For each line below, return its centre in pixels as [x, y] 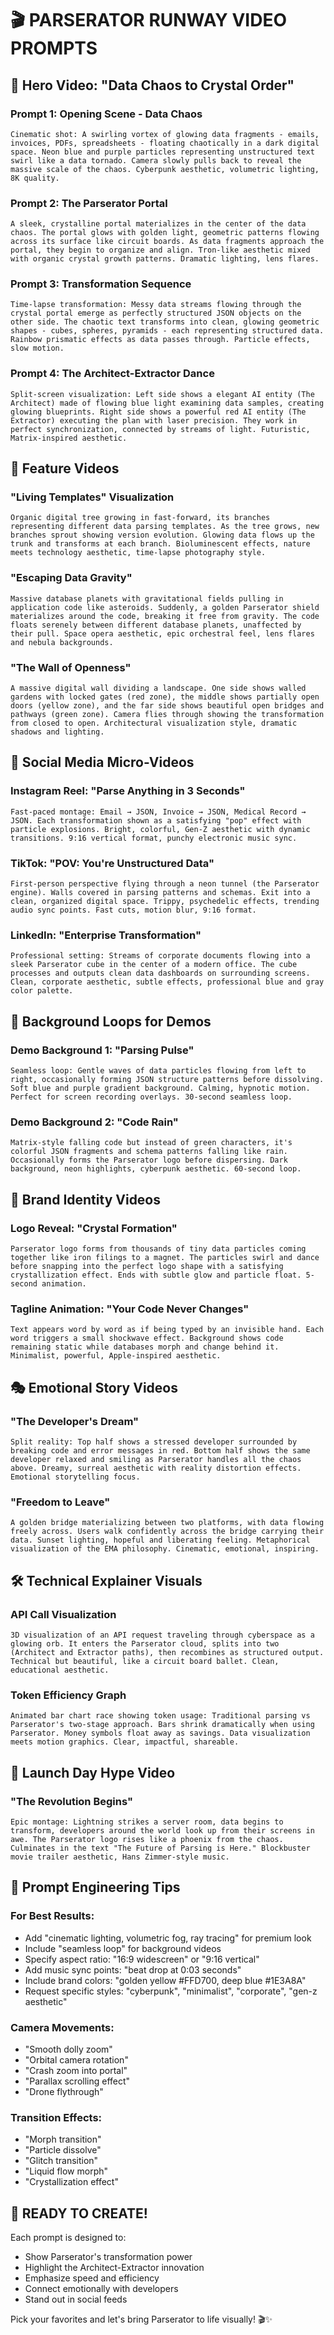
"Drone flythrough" [64, 2091]
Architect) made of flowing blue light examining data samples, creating [167, 403]
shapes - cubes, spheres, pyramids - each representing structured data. [167, 331]
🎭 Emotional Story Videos [94, 1387]
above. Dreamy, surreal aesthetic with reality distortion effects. [156, 1468]
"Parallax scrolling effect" [77, 2081]
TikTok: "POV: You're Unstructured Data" [112, 863]
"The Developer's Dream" [75, 1421]
